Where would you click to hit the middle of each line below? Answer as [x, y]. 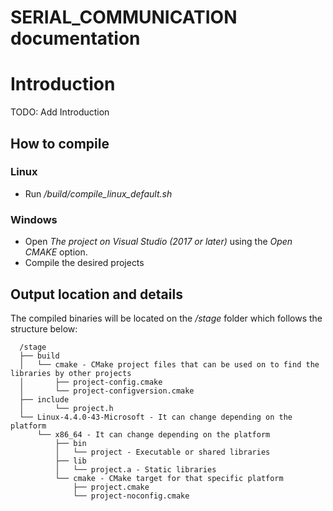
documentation [75, 38]
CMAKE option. [56, 252]
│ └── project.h [66, 408]
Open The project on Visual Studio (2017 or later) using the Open [158, 242]
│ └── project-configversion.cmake [107, 391]
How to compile [60, 143]
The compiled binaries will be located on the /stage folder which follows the [166, 318]
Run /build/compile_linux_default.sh [98, 193]
